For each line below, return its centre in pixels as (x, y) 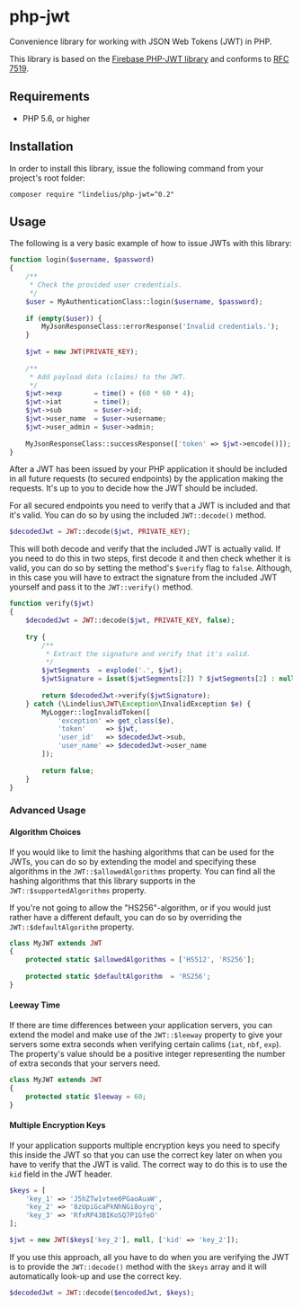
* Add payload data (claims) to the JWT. (108, 377)
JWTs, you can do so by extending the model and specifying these (133, 861)
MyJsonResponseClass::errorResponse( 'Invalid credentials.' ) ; (160, 327)
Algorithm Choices (45, 831)
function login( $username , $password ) (82, 260)
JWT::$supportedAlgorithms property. (78, 890)
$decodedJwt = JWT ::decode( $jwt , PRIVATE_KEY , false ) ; (130, 620)
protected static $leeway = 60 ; (86, 1097)
